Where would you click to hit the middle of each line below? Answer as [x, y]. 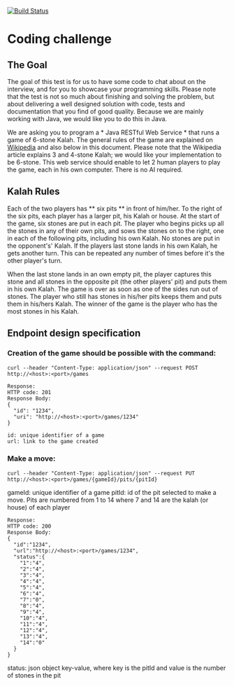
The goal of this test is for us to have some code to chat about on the [107, 82]
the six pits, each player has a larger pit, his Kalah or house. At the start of [114, 216]
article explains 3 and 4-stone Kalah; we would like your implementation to [115, 155]
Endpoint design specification [74, 334]
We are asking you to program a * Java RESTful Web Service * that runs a [114, 132]
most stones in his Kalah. [43, 311]
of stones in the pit [34, 675]
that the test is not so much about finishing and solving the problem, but [111, 97]
